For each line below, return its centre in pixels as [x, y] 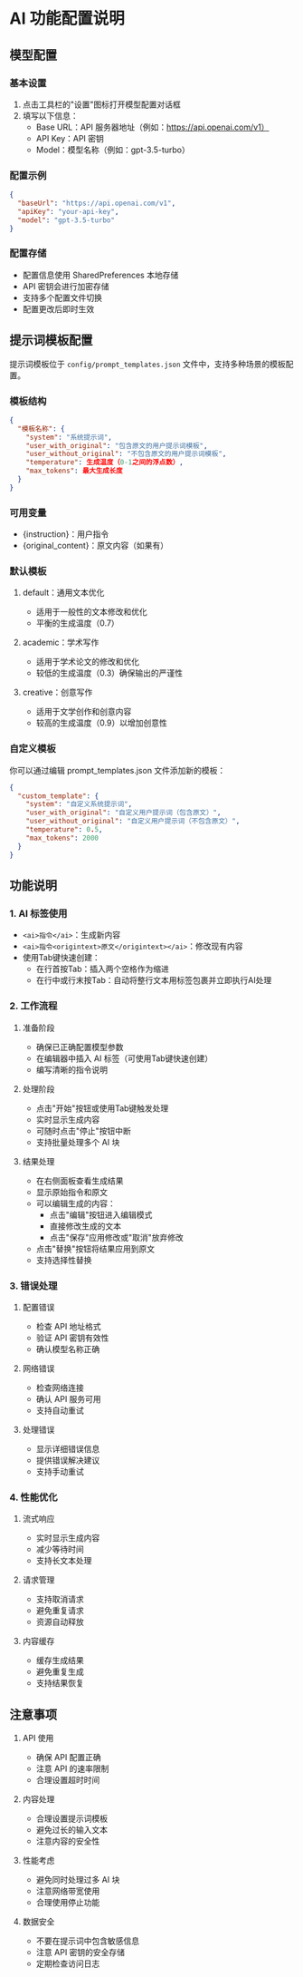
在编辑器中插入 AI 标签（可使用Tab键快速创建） [124, 1058]
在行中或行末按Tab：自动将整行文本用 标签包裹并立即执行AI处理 [154, 980]
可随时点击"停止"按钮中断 [83, 1131]
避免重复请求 [60, 1611]
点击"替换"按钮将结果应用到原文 [95, 1249]
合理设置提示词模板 [72, 1818]
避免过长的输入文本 [72, 1829]
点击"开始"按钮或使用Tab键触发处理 [102, 1108]
